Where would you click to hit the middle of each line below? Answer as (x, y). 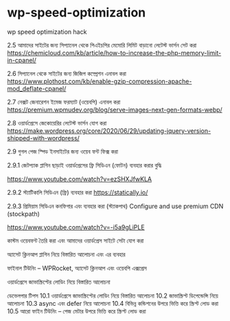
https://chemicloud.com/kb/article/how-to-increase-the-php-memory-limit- (114, 52)
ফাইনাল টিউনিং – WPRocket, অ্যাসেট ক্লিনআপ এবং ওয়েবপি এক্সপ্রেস (77, 268)
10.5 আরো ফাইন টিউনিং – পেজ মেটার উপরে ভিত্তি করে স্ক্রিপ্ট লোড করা (77, 311)
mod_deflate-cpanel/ (37, 88)
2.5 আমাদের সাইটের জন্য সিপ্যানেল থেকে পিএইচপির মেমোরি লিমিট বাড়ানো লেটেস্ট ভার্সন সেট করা (102, 45)
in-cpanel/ (22, 60)
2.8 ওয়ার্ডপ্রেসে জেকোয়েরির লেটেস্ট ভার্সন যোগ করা (57, 123)
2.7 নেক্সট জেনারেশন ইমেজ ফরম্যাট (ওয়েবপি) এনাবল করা (64, 102)
